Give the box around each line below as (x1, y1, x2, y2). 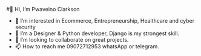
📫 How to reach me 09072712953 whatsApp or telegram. (15, 43, 159, 50)
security (15, 24, 36, 30)
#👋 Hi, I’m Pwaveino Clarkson (6, 6, 80, 13)
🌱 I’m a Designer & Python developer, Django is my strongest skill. (15, 30, 180, 37)
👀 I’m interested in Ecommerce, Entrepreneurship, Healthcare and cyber (15, 17, 195, 24)
